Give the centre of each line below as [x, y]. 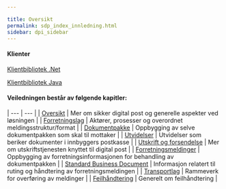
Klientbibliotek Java [35, 82]
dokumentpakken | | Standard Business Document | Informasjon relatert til [111, 164]
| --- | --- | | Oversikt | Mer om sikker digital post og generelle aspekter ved [113, 113]
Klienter [19, 54]
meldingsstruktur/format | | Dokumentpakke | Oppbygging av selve [101, 128]
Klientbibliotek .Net [34, 69]
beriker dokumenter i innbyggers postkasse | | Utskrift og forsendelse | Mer [113, 142]
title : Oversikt [30, 19]
